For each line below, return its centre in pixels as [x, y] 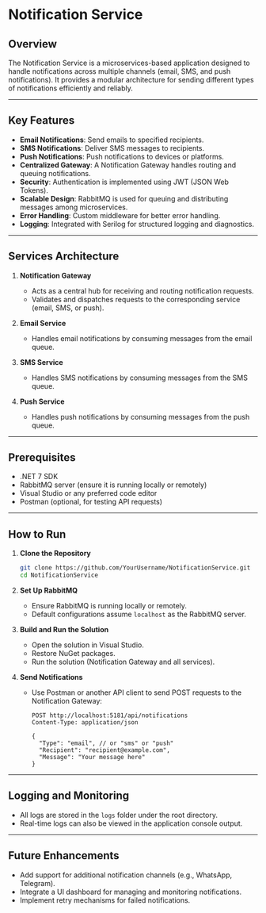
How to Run [37, 534]
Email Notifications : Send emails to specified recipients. [112, 140]
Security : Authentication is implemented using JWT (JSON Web [124, 182]
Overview [33, 44]
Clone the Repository [55, 554]
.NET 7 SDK [39, 477]
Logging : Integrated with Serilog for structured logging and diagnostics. [137, 224]
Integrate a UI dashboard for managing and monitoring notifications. [131, 892]
